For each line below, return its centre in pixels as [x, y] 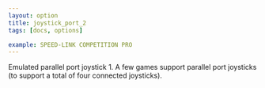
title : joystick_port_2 [47, 23]
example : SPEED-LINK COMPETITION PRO [70, 44]
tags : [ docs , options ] [45, 30]
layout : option [33, 15]
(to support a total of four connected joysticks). [85, 75]
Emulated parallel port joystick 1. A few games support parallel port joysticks [132, 67]
